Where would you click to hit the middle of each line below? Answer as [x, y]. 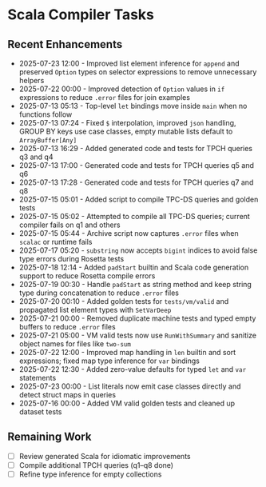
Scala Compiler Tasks [81, 15]
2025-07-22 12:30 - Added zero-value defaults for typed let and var [133, 369]
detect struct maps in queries [67, 395]
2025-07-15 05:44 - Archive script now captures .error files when [129, 233]
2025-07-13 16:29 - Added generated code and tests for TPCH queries [136, 148]
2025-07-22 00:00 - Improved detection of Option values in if [122, 89]
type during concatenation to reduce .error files [99, 293]
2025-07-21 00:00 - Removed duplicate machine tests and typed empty [137, 318]
